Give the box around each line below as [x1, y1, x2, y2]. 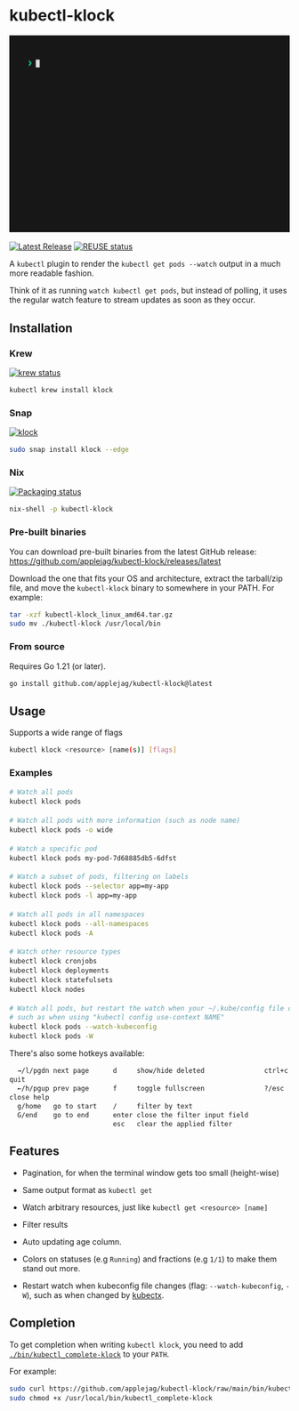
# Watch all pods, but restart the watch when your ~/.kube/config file [9, 1004, 285, 1012]
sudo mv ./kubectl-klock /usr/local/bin [9, 619, 162, 628]
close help [9, 1093, 50, 1102]
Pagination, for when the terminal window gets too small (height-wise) [21, 1167, 280, 1178]
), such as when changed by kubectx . [26, 1289, 165, 1300]
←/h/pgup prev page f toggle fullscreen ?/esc [17, 1084, 285, 1093]
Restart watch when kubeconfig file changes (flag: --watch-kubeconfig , [21, 1280, 284, 1291]
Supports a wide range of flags [9, 727, 123, 738]
